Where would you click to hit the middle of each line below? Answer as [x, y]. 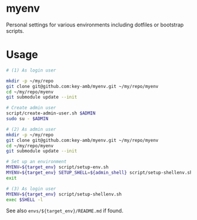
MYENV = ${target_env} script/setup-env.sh [57, 167]
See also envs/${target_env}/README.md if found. [65, 211]
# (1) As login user [31, 70]
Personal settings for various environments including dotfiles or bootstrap [95, 25]
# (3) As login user [31, 189]
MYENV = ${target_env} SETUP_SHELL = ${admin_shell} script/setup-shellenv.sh [99, 172]
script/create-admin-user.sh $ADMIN [51, 113]
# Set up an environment [36, 162]
